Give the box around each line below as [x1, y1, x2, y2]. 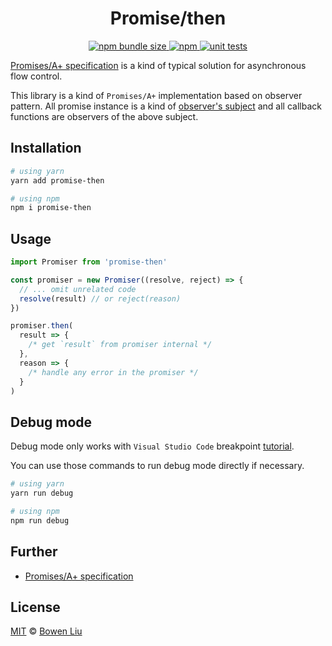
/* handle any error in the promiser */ [28, 367, 199, 377]
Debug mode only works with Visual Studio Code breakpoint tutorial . [10, 440, 295, 452]
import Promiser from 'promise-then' [10, 257, 168, 267]
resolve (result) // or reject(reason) [19, 293, 182, 304]
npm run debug [10, 515, 70, 526]
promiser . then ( [10, 321, 74, 331]
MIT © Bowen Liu [10, 625, 83, 637]
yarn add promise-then [10, 175, 105, 186]
